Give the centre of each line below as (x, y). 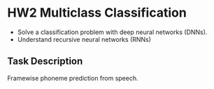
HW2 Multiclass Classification (97, 13)
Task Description (45, 62)
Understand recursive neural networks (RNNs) (84, 39)
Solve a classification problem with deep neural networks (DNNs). (112, 32)
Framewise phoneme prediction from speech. (73, 78)
